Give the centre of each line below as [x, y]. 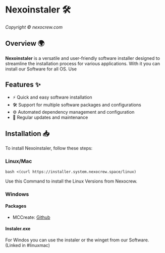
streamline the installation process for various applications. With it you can [83, 63]
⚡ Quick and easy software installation [52, 97]
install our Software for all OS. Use [41, 69]
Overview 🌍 [25, 44]
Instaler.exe [18, 229]
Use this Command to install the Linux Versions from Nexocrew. [71, 181]
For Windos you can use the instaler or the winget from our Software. [77, 240]
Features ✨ [23, 85]
